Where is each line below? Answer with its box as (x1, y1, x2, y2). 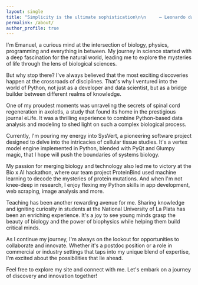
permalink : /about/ (6, 20, 54, 25)
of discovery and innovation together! (6, 273, 97, 280)
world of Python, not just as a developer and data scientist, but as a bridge (6, 84, 187, 92)
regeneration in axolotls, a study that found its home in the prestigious (6, 108, 176, 115)
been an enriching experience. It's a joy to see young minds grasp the (6, 212, 176, 219)
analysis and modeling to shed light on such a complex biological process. (6, 121, 187, 128)
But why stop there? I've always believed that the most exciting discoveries (6, 72, 189, 79)
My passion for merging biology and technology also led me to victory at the (6, 163, 192, 170)
